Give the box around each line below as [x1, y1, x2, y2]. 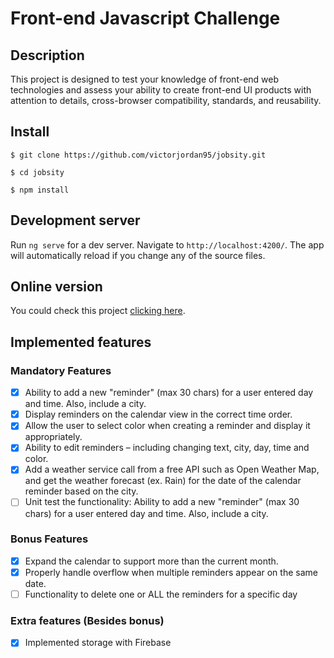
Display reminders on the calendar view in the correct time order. [24, 408, 293, 421]
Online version [10, 278, 103, 296]
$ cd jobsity [10, 167, 65, 177]
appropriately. [24, 431, 83, 443]
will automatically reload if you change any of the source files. [10, 249, 266, 261]
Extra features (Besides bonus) [10, 613, 165, 627]
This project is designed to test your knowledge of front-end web [10, 73, 280, 85]
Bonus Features [10, 532, 89, 546]
